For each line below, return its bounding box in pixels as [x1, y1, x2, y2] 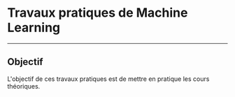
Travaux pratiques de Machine [7, 5, 188, 21]
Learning [7, 20, 61, 36]
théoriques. [7, 82, 41, 90]
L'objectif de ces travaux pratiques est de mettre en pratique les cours [7, 75, 210, 83]
